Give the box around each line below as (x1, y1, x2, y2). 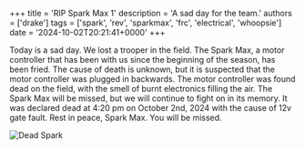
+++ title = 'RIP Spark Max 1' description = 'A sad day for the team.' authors (9, 8, 293, 18)
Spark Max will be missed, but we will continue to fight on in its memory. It (9, 93, 289, 104)
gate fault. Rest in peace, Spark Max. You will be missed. (9, 113, 222, 123)
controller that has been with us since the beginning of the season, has (9, 55, 276, 65)
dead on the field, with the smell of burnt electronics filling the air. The (9, 84, 273, 94)
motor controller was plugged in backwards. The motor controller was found (9, 74, 296, 84)
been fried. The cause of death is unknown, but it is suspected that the (9, 64, 276, 74)
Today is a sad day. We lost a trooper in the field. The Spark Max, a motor (9, 45, 285, 55)
